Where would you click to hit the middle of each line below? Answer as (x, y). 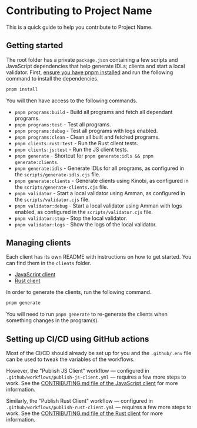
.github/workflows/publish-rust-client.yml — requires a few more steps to (99, 407)
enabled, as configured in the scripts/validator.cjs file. (84, 212)
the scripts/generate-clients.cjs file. (61, 187)
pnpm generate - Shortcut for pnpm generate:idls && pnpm (84, 156)
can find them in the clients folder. (49, 263)
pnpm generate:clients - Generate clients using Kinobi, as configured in (102, 180)
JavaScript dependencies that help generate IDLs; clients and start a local (96, 66)
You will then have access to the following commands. (72, 101)
